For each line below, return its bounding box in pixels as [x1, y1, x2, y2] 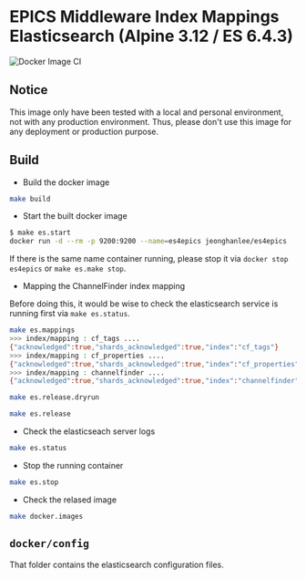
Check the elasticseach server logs [22, 426, 156, 437]
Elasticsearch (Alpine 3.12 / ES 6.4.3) [9, 26, 294, 47]
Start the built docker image [22, 211, 127, 222]
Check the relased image [22, 494, 117, 505]
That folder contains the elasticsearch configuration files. [9, 559, 225, 570]
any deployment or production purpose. [9, 126, 159, 137]
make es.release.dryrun [9, 393, 100, 402]
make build [9, 194, 51, 203]
